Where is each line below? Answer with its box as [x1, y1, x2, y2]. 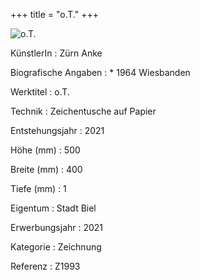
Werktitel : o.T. [10, 86, 70, 98]
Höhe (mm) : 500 [10, 144, 81, 156]
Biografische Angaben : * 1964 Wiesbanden [10, 67, 191, 78]
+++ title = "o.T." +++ [10, 9, 99, 20]
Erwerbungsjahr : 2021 [10, 222, 104, 233]
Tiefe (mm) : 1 [10, 183, 67, 194]
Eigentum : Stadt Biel [10, 202, 97, 214]
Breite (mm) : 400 [10, 164, 83, 175]
